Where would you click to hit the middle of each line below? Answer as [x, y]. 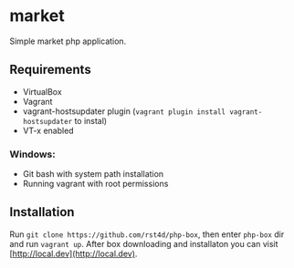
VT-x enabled [48, 130]
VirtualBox [42, 91]
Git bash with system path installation [93, 174]
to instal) [91, 120]
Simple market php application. [68, 41]
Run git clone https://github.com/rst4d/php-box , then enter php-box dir [147, 234]
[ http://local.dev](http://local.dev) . [73, 253]
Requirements [50, 70]
